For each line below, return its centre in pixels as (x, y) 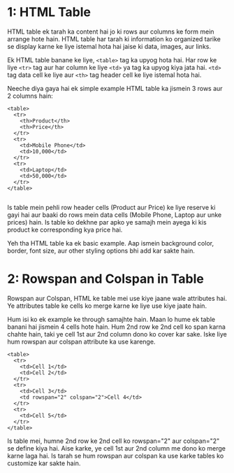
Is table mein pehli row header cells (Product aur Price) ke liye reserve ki (111, 207)
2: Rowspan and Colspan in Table (106, 279)
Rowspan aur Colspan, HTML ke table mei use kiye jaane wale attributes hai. (117, 298)
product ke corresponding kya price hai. (65, 230)
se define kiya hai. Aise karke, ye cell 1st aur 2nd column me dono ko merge (116, 448)
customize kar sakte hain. (44, 463)
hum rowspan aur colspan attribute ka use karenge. (81, 341)
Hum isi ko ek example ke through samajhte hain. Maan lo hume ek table (111, 319)
